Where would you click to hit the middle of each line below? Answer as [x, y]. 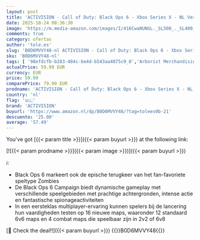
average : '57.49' [28, 123]
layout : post [22, 12]
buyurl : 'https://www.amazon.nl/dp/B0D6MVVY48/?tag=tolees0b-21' [89, 111]
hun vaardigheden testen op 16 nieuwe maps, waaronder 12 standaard [101, 213]
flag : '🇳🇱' [21, 100]
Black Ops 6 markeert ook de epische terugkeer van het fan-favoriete [100, 175]
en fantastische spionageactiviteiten [59, 200]
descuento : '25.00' [30, 117]
